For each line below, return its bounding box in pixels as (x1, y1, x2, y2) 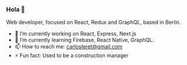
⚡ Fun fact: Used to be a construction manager (14, 52, 129, 59)
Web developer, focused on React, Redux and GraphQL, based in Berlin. (6, 19, 181, 26)
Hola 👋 (6, 5, 25, 14)
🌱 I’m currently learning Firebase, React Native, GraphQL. (14, 37, 155, 44)
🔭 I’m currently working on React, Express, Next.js (14, 30, 137, 37)
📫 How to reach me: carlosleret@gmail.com (14, 43, 123, 50)
